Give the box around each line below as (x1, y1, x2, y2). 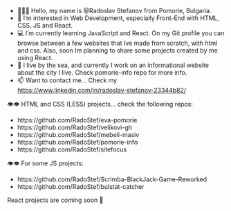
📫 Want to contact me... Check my (17, 76, 118, 84)
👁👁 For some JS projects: (7, 159, 84, 167)
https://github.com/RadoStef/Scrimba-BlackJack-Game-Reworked (17, 175, 207, 183)
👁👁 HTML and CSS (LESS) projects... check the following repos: (7, 100, 194, 108)
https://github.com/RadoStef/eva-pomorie (17, 116, 138, 124)
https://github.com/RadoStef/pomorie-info (17, 138, 138, 146)
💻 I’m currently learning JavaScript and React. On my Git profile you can (17, 29, 225, 37)
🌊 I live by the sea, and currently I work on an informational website (17, 61, 210, 69)
